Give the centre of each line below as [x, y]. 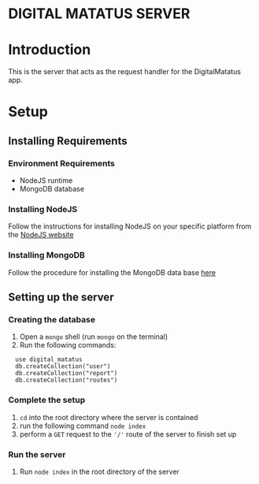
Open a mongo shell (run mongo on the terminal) [94, 337]
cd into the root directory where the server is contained [109, 417]
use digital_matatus [49, 359]
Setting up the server [61, 297]
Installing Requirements [68, 141]
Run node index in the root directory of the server [99, 471]
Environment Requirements [62, 163]
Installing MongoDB [46, 255]
